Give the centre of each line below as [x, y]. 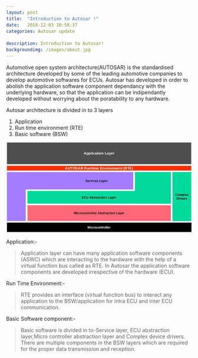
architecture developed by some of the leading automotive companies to [94, 73]
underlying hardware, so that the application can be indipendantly [86, 92]
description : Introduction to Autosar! [55, 44]
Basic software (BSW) [41, 134]
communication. [40, 307]
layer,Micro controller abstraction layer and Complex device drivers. [103, 336]
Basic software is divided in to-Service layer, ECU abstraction [95, 330]
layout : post [22, 12]
